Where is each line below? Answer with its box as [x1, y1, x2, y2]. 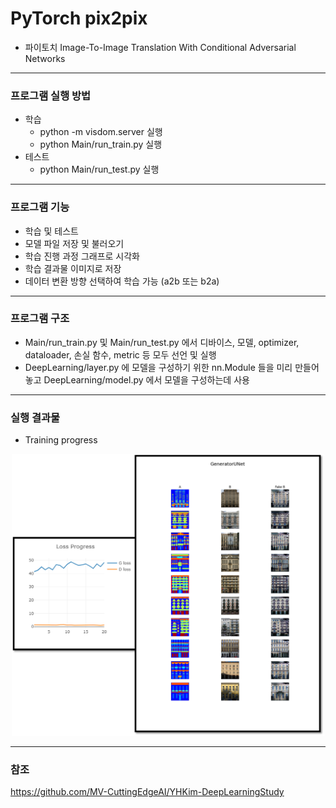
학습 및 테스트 [24, 225, 79, 237]
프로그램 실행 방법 [10, 88, 92, 102]
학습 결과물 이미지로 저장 [24, 262, 122, 274]
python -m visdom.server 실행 [39, 126, 163, 138]
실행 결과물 [10, 410, 61, 424]
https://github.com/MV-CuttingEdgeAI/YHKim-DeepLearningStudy [10, 786, 285, 798]
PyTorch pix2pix [10, 7, 148, 30]
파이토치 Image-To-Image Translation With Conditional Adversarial [24, 41, 297, 53]
